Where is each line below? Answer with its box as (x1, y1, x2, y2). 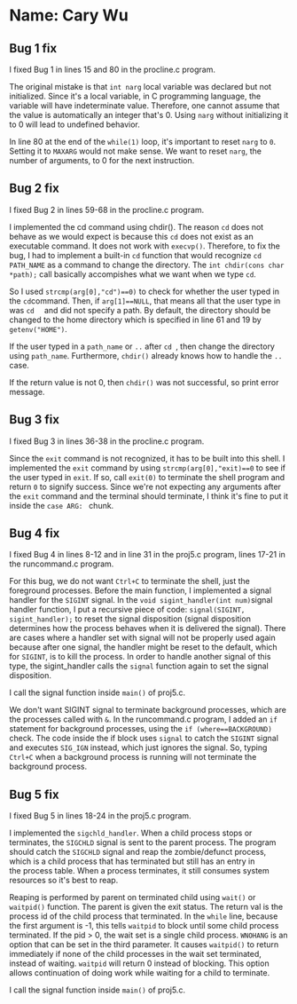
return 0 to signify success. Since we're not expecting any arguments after (9, 481, 282, 492)
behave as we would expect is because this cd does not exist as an (9, 231, 254, 241)
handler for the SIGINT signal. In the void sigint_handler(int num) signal (9, 595, 273, 605)
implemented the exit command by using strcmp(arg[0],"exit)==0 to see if (9, 462, 286, 473)
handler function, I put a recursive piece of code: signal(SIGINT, (9, 605, 246, 615)
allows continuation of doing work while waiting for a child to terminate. (9, 968, 270, 978)
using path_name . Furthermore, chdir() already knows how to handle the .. (9, 350, 283, 360)
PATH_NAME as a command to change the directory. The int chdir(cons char (9, 259, 285, 270)
